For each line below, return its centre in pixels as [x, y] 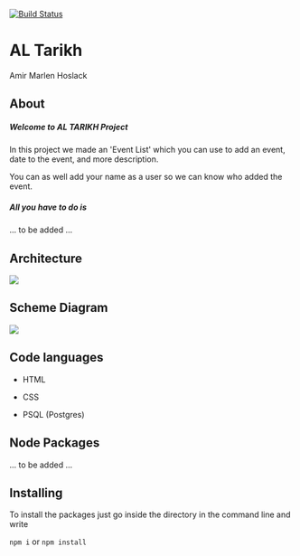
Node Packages [55, 443]
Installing [36, 493]
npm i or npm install [48, 542]
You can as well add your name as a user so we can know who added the [146, 177]
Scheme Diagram [59, 308]
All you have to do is [48, 207]
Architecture [46, 258]
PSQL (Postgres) [53, 414]
